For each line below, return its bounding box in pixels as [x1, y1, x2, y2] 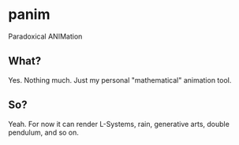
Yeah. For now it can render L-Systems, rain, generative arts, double [8, 119, 230, 128]
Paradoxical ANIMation [8, 32, 83, 41]
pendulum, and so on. [8, 128, 79, 137]
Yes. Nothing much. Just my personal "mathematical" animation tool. [8, 75, 232, 84]
